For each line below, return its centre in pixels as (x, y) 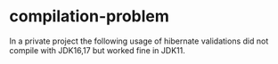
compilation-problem (89, 16)
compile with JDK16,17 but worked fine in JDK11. (97, 50)
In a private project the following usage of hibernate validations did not (139, 41)
